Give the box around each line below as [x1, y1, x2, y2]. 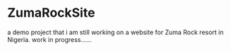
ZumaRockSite [7, 5, 95, 21]
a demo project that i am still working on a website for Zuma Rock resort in [7, 28, 224, 36]
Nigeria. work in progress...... [7, 35, 92, 43]
